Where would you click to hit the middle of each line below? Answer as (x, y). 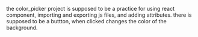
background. (22, 27)
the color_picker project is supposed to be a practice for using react (91, 9)
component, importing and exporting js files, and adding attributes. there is (99, 15)
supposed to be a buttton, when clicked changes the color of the (86, 21)
